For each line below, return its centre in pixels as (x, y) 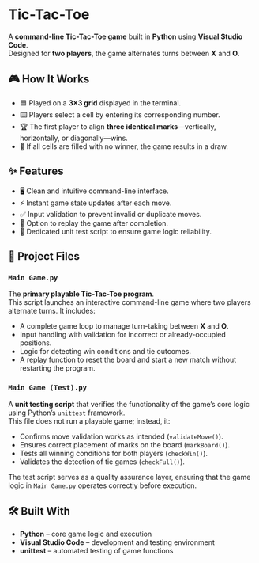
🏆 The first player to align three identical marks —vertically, (118, 126)
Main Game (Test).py (48, 388)
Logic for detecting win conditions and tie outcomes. (105, 352)
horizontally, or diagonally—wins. (73, 138)
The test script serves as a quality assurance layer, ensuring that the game (129, 477)
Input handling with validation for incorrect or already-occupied (123, 335)
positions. (36, 343)
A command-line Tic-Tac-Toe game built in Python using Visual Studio (126, 36)
